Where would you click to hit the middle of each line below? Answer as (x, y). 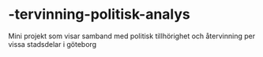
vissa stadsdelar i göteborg (53, 44)
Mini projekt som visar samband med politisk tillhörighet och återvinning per (131, 36)
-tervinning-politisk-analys (100, 14)
